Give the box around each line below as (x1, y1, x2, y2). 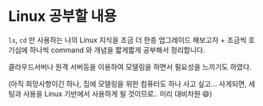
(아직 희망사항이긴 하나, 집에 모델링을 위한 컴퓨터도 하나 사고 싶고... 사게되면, (8, 79, 247, 88)
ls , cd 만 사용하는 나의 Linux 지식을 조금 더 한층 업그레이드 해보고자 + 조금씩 (8, 35, 247, 45)
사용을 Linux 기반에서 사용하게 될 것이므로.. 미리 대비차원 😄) (22, 88, 213, 98)
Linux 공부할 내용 (8, 7, 118, 26)
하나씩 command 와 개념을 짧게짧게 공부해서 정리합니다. (29, 45, 205, 54)
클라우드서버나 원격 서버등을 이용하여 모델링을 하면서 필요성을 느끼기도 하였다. (8, 61, 252, 72)
